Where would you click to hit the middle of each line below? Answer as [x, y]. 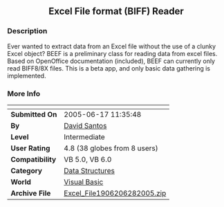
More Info [24, 93]
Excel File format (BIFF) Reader [116, 11]
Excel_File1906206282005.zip [115, 193]
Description [27, 31]
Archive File [31, 193]
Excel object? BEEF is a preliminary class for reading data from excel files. [112, 53]
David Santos [85, 125]
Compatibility [34, 159]
